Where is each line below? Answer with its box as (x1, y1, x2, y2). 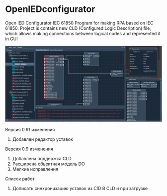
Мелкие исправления (12, 166, 59, 172)
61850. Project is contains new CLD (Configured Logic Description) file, (5, 25, 152, 31)
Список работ (5, 176, 35, 182)
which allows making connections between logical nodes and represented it (5, 30, 161, 36)
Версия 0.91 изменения (5, 127, 55, 133)
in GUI (5, 36, 18, 42)
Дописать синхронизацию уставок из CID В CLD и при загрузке (12, 186, 148, 192)
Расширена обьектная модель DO (12, 161, 85, 167)
